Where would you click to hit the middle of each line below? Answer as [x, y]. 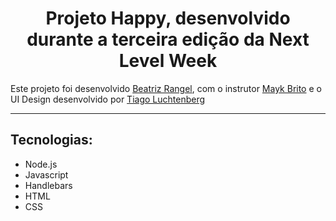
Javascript [46, 174]
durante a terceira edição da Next [168, 39]
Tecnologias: [51, 140]
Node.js [41, 164]
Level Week [168, 61]
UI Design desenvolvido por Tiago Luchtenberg [108, 99]
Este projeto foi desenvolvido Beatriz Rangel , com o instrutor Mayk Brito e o [166, 88]
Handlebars [48, 185]
